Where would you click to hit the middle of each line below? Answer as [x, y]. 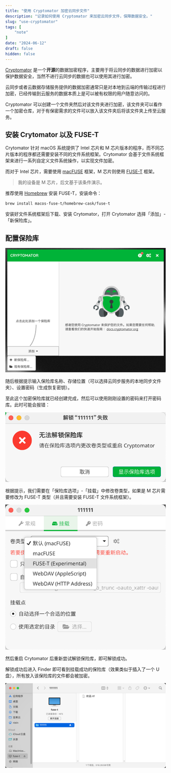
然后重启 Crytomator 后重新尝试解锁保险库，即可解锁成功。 [67, 658]
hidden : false [20, 54]
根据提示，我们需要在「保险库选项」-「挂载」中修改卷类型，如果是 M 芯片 [83, 490]
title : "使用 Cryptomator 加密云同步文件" [48, 11]
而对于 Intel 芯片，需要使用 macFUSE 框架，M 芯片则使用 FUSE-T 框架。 [81, 172]
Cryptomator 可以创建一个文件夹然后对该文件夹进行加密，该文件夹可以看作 [84, 104]
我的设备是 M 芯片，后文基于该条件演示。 [61, 183]
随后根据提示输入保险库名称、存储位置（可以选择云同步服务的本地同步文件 [83, 381]
